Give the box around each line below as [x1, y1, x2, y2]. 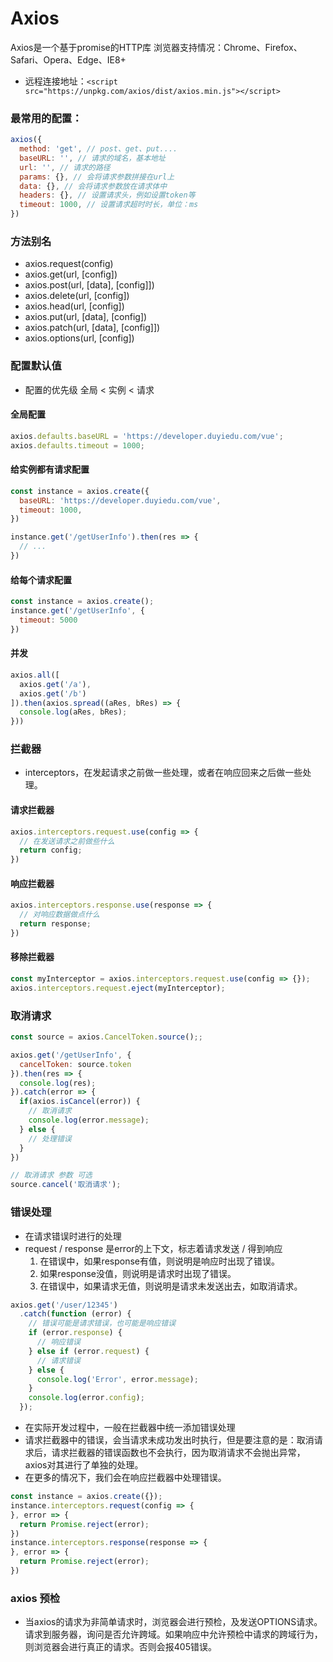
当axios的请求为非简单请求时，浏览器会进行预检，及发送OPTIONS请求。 [24, 1616, 323, 1628]
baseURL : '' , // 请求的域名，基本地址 [19, 153, 166, 163]
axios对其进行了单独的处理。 [24, 1459, 144, 1471]
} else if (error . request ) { [28, 1346, 150, 1356]
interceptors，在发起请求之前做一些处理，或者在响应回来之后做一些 [24, 767, 303, 779]
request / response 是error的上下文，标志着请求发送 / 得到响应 [24, 1242, 283, 1254]
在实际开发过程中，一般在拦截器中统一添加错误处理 [24, 1422, 236, 1434]
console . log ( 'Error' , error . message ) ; [36, 1374, 199, 1384]
